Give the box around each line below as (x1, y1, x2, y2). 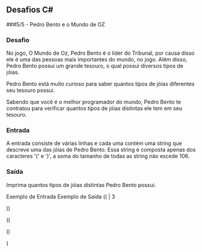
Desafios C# (6, 5, 54, 15)
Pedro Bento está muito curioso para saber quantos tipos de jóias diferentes (6, 81, 195, 88)
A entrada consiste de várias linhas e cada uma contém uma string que (6, 140, 182, 147)
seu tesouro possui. (6, 87, 55, 94)
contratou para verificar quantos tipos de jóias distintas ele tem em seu (6, 105, 182, 112)
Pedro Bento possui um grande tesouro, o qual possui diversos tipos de (6, 63, 183, 70)
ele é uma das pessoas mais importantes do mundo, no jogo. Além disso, (6, 56, 188, 63)
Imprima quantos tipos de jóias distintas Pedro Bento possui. (6, 181, 156, 188)
